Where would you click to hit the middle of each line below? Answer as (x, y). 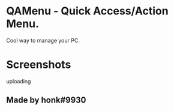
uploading (19, 81)
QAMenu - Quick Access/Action (88, 11)
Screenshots (39, 65)
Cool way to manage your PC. (43, 40)
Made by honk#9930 (46, 100)
